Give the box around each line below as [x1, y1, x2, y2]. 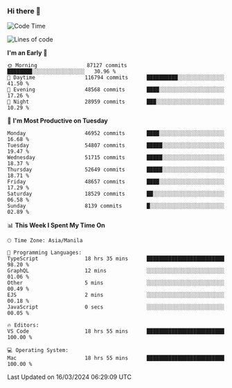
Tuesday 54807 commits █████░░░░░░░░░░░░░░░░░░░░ [7, 142, 225, 149]
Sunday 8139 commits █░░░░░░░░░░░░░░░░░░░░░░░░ [7, 203, 225, 210]
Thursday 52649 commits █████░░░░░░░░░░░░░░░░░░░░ [7, 166, 225, 174]
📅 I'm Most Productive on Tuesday [7, 117, 109, 125]
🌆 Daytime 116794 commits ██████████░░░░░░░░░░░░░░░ [7, 74, 225, 82]
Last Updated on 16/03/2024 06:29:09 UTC [7, 373, 132, 381]
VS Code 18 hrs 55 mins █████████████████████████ [7, 328, 225, 335]
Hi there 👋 [7, 6, 42, 16]
